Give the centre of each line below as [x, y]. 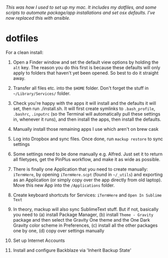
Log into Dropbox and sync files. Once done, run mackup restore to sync [88, 139]
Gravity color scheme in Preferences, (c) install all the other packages [85, 225]
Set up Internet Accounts [39, 240]
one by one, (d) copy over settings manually [59, 230]
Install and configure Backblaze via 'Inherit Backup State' [72, 250]
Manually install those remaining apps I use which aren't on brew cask [86, 129]
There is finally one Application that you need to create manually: [80, 169]
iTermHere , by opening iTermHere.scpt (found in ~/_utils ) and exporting [88, 174]
